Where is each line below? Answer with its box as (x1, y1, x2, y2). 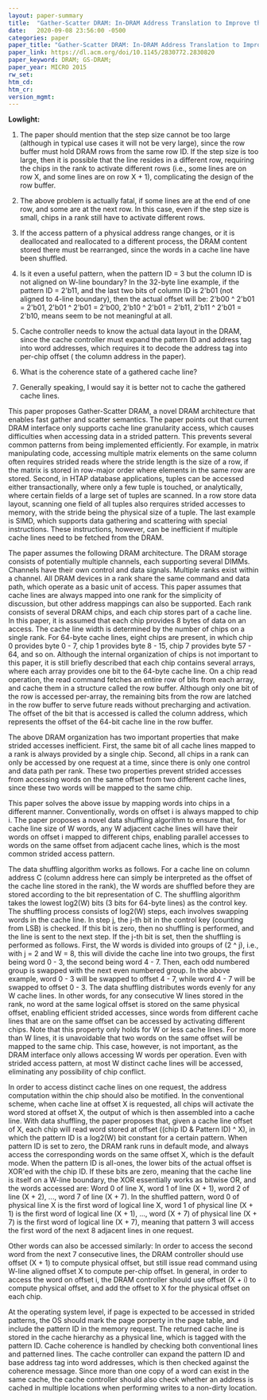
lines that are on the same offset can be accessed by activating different (8, 1016, 246, 1026)
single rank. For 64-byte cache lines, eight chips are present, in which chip (8, 633, 253, 642)
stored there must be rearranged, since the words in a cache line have (19, 245, 250, 255)
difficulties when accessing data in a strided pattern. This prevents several (8, 432, 253, 442)
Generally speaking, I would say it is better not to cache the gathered (19, 383, 246, 392)
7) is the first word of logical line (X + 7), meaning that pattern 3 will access (8, 1217, 254, 1227)
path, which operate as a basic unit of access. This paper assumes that (8, 582, 242, 592)
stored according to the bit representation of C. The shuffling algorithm (8, 890, 241, 900)
